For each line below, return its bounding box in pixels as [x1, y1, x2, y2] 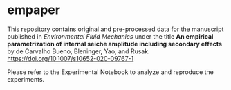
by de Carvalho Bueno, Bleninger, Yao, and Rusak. [7, 47, 150, 55]
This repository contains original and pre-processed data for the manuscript [7, 25, 224, 33]
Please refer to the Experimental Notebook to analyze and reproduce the [7, 68, 214, 76]
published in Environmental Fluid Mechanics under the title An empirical [7, 32, 214, 40]
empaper [7, 2, 61, 18]
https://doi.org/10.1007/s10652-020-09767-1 [7, 54, 134, 62]
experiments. [7, 75, 45, 83]
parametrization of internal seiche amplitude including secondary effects [7, 39, 223, 48]
